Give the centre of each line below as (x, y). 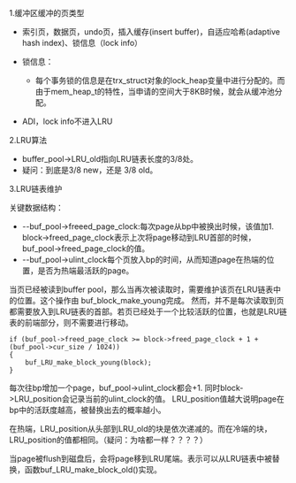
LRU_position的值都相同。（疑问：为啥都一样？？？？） (108, 440)
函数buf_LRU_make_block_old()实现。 (93, 470)
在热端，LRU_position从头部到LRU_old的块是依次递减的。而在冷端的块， (140, 429)
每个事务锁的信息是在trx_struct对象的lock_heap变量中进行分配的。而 (160, 80)
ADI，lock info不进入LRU (67, 121)
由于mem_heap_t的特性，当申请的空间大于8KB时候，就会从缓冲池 (155, 92)
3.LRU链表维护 (36, 189)
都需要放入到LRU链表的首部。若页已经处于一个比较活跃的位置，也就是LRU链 (148, 311)
